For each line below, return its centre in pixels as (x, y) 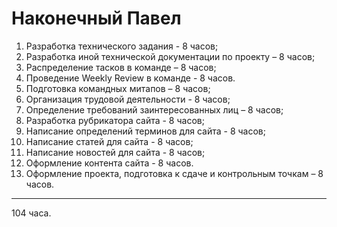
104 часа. (31, 213)
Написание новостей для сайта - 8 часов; (115, 152)
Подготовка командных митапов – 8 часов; (118, 88)
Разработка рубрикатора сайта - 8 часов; (115, 120)
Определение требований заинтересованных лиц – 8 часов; (154, 109)
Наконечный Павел (96, 18)
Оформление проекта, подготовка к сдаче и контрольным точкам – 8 (174, 173)
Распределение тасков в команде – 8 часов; (121, 67)
